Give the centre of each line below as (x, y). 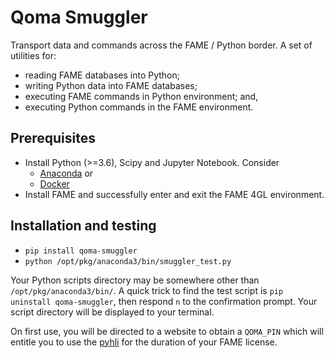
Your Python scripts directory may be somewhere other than (135, 280)
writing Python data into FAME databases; (111, 85)
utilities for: (33, 55)
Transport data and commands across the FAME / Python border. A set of (161, 45)
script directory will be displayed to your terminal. (112, 312)
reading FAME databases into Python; (102, 75)
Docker (54, 183)
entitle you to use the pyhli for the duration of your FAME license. (144, 342)
